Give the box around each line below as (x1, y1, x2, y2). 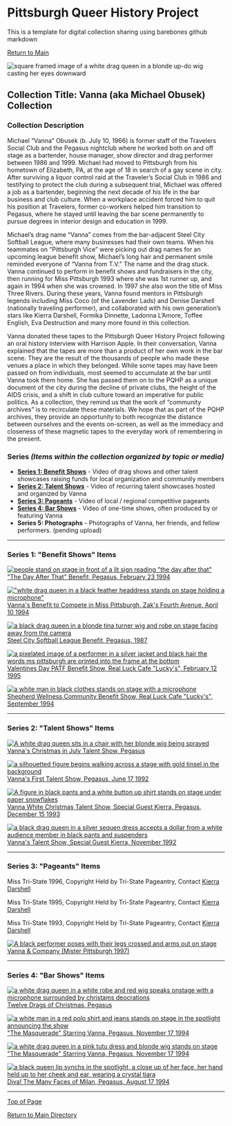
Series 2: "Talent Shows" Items (7, 724, 115, 733)
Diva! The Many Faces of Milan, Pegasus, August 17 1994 (7, 1078, 171, 1086)
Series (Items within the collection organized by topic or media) (7, 452, 224, 461)
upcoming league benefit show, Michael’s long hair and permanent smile (7, 252, 213, 260)
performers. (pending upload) (17, 526, 102, 534)
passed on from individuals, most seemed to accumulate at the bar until (7, 368, 211, 377)
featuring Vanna (17, 511, 64, 519)
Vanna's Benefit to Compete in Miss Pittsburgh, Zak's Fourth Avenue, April (7, 601, 219, 609)
